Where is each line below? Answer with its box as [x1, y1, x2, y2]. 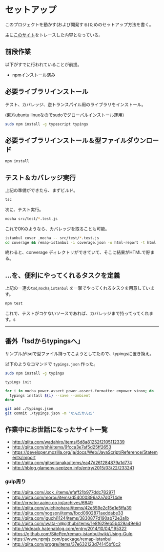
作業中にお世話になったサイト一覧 [5, 425, 108, 434]
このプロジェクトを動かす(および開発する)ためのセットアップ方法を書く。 [5, 21, 154, 27]
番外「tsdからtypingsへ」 [5, 337, 84, 345]
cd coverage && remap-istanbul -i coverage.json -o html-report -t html [5, 240, 156, 245]
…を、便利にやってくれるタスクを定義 [5, 271, 121, 279]
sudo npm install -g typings [5, 371, 64, 376]
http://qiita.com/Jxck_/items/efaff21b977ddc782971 [12, 489, 116, 495]
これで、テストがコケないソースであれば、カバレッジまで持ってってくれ [5, 311, 149, 317]
